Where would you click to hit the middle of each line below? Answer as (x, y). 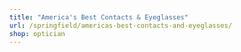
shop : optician (37, 33)
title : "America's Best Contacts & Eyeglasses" (99, 17)
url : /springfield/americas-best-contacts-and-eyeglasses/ (121, 26)
